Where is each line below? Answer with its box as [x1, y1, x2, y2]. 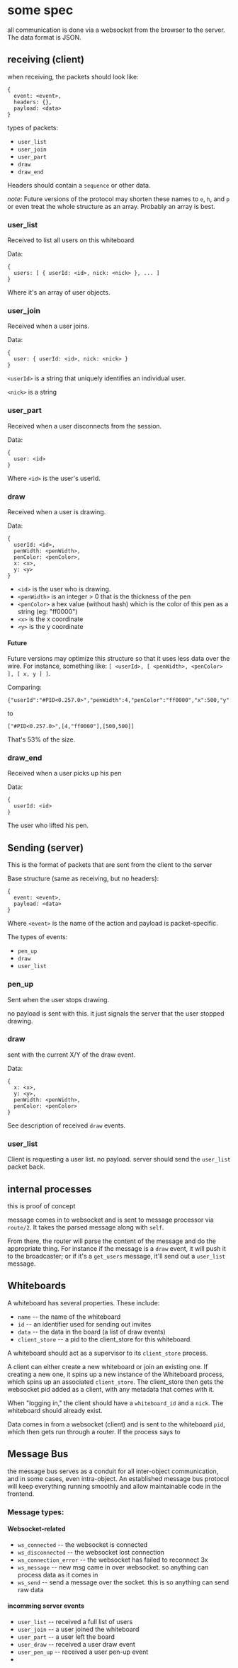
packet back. [7, 1162, 45, 1171]
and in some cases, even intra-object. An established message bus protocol [7, 1474, 229, 1482]
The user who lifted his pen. [7, 821, 89, 830]
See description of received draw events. [7, 1121, 126, 1130]
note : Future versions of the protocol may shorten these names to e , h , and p [7, 194, 230, 203]
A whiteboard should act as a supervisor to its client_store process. [7, 1349, 208, 1357]
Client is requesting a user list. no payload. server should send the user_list [7, 1155, 231, 1164]
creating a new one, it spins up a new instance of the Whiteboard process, [7, 1370, 225, 1378]
